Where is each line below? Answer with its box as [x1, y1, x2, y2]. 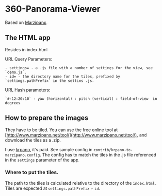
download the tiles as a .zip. [5, 137, 61, 143]
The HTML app [5, 34, 51, 42]
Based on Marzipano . [5, 20, 48, 25]
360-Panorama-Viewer [5, 3, 101, 15]
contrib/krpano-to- [94, 147, 133, 152]
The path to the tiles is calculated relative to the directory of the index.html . [5, 180, 156, 186]
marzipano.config [5, 153, 40, 157]
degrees [5, 100, 21, 105]
